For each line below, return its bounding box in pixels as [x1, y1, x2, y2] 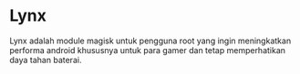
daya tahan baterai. [9, 54, 82, 65]
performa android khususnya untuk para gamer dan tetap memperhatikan [9, 44, 285, 55]
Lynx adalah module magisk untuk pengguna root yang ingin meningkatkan [9, 35, 292, 46]
